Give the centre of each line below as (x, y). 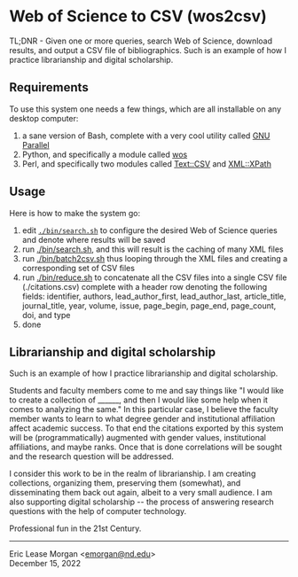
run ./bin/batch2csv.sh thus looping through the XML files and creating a (155, 258)
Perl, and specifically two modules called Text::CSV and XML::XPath (147, 164)
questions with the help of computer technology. (98, 511)
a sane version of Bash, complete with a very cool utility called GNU (146, 136)
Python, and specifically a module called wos (105, 154)
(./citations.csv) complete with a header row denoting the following (145, 286)
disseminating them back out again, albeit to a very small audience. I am (141, 493)
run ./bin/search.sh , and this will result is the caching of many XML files (153, 249)
